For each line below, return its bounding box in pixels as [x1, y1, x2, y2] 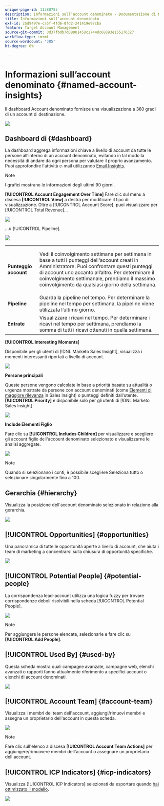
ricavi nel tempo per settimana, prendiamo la [39, 321, 142, 327]
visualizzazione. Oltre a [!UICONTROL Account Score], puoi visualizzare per [5, 202, 158, 208]
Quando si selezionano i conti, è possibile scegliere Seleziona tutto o [5, 469, 143, 475]
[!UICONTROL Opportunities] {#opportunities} [5, 530, 149, 539]
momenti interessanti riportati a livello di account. [5, 354, 104, 360]
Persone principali [5, 372, 43, 378]
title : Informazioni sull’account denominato [5, 16, 99, 21]
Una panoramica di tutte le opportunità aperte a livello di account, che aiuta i [5, 544, 159, 549]
